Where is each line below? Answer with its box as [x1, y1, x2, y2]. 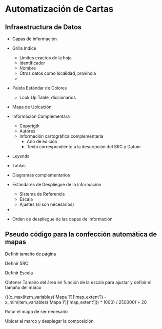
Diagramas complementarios [12, 172, 70, 178]
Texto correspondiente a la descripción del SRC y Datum [26, 144, 141, 150]
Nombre [19, 65, 36, 71]
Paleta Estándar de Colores [12, 85, 67, 91]
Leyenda [12, 153, 30, 159]
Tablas [12, 163, 26, 168]
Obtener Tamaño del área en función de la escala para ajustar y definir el [5, 279, 152, 285]
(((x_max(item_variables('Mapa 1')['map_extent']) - [5, 294, 106, 300]
